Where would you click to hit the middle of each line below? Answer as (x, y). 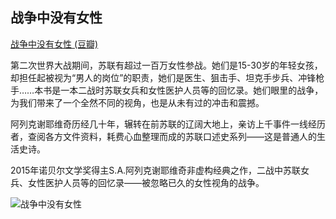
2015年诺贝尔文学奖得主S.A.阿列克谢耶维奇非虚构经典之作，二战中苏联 (156, 170)
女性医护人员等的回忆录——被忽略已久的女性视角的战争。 (146, 182)
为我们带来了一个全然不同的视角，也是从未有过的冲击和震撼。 (137, 102)
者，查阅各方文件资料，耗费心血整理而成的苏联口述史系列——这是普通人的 (163, 136)
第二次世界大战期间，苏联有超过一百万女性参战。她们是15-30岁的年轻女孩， (166, 65)
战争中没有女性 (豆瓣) (54, 44)
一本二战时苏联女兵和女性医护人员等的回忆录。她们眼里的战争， (192, 90)
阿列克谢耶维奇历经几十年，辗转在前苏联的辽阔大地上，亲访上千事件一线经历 (168, 124)
